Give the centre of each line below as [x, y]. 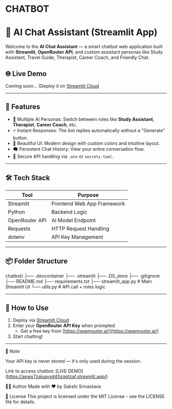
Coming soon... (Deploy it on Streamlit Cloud [52, 86]
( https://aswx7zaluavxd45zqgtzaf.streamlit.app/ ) [57, 377]
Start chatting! [28, 337]
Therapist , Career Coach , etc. [45, 125]
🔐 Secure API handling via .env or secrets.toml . [63, 156]
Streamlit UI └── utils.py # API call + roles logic [56, 287]
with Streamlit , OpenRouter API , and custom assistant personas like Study [84, 52]
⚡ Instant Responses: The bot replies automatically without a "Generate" [89, 130]
